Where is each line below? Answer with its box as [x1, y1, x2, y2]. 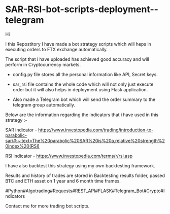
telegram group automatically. [12, 101, 75, 108]
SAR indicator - [5, 127, 37, 133]
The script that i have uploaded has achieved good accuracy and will [5, 56, 149, 62]
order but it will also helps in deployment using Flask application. [12, 86, 148, 92]
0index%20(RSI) [5, 143, 40, 149]
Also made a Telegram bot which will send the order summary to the [12, 96, 156, 102]
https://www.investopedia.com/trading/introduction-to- [38, 127, 154, 133]
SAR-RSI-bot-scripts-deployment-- [5, 4, 159, 15]
